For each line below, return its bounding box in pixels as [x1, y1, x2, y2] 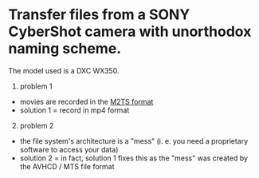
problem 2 [19, 121, 54, 130]
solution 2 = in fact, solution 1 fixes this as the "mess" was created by [19, 153, 249, 163]
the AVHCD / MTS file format [19, 161, 115, 171]
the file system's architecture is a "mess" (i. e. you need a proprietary [19, 136, 249, 145]
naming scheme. [8, 40, 122, 57]
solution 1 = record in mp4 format [19, 105, 130, 115]
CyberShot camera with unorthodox [8, 22, 252, 41]
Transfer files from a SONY [8, 6, 190, 24]
